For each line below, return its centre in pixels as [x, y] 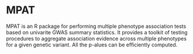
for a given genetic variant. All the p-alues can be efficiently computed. [92, 45]
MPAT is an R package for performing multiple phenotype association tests [96, 26]
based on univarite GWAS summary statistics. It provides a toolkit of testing [97, 32]
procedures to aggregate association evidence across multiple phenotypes [96, 38]
